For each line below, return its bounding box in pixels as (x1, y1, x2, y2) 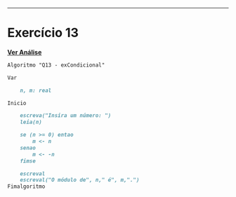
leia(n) (20, 118, 42, 126)
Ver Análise (7, 48, 42, 56)
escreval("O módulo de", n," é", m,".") (20, 177, 140, 184)
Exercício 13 (7, 25, 79, 41)
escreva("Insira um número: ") (20, 112, 112, 119)
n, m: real (20, 87, 52, 94)
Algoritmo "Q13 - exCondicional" (7, 61, 105, 69)
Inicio (7, 100, 27, 107)
